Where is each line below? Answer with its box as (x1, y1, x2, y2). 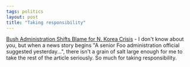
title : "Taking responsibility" (6, 19, 86, 25)
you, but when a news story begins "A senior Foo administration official (6, 42, 180, 49)
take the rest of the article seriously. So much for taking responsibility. (6, 54, 177, 62)
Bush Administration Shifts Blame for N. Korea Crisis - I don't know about (6, 36, 184, 43)
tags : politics (6, 8, 44, 15)
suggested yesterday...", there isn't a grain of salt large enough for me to (6, 48, 183, 55)
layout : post (6, 14, 38, 20)
